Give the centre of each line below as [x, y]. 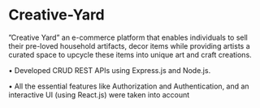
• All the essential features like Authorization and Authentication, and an [129, 86]
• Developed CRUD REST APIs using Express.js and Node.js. [110, 70]
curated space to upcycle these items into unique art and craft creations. [130, 54]
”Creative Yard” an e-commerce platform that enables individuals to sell [128, 37]
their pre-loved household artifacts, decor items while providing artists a [129, 45]
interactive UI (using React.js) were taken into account [99, 94]
